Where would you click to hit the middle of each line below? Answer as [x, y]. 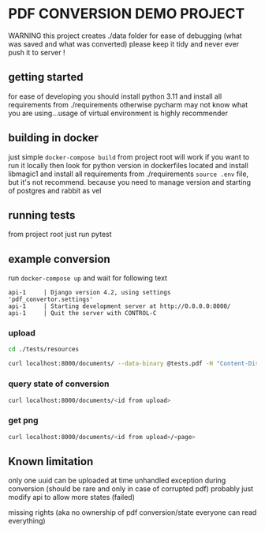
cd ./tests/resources [44, 349]
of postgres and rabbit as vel [55, 190]
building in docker [53, 138]
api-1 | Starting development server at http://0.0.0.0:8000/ [119, 306]
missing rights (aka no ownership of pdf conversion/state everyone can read [132, 512]
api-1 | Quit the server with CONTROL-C [82, 313]
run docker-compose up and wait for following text [88, 278]
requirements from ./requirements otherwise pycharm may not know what [128, 104]
